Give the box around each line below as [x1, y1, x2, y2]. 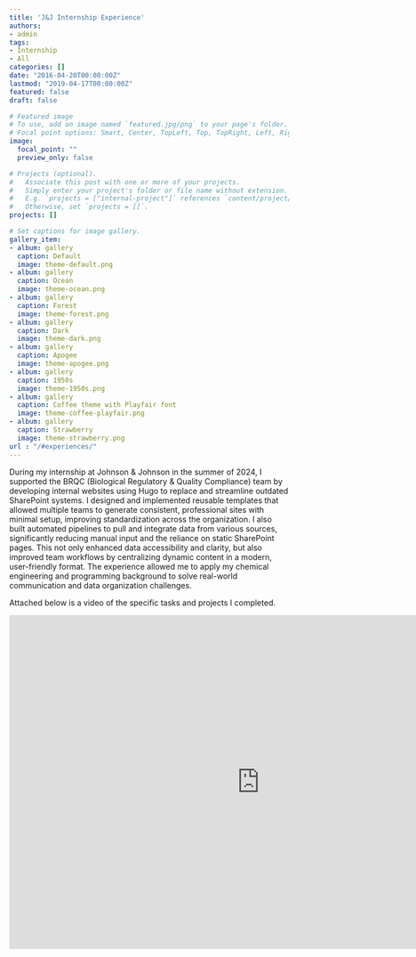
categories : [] [9, 63, 66, 72]
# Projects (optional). [9, 169, 98, 178]
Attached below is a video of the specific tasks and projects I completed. [9, 597, 276, 608]
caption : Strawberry [17, 426, 93, 434]
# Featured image [9, 112, 74, 121]
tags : [9, 37, 29, 47]
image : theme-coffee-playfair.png [17, 409, 145, 418]
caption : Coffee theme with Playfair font [17, 401, 177, 410]
